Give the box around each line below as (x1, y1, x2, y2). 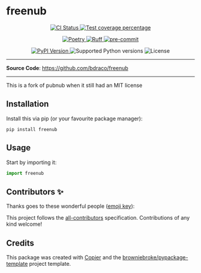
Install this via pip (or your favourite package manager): (6, 115, 143, 122)
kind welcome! (6, 220, 42, 228)
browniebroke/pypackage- (122, 254, 188, 261)
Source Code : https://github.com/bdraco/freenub (6, 64, 129, 71)
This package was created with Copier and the (6, 254, 121, 261)
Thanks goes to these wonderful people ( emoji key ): (6, 202, 135, 210)
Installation (6, 99, 49, 109)
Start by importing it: (6, 159, 57, 166)
